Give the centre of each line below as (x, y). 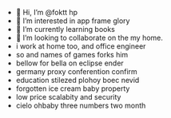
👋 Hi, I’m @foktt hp (47, 12)
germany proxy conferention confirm (76, 71)
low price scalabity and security (68, 97)
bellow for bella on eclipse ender (70, 63)
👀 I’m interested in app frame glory (73, 21)
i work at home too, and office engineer (81, 46)
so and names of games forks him (72, 55)
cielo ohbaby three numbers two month (81, 105)
